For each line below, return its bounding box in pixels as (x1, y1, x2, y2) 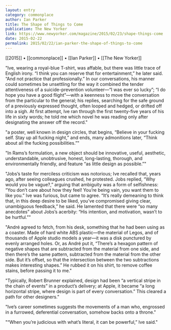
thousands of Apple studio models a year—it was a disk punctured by (5, 235, 152, 241)
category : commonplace (5, 12, 54, 17)
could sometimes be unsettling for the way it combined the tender (5, 81, 144, 87)
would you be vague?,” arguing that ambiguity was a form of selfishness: (5, 181, 159, 187)
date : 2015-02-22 (5, 36, 42, 41)
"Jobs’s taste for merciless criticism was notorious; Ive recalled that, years (5, 170, 161, 177)
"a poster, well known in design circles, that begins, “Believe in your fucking (5, 129, 165, 135)
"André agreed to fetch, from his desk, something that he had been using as (5, 224, 165, 230)
